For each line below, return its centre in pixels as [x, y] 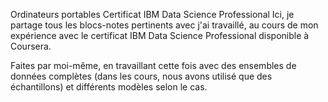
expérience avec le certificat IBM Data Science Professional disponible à [160, 35]
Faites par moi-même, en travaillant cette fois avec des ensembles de [153, 65]
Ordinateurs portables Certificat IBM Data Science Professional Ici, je [152, 14]
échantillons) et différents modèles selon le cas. [109, 87]
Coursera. [31, 46]
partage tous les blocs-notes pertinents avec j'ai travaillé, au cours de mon [164, 25]
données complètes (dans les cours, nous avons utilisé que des [141, 76]
